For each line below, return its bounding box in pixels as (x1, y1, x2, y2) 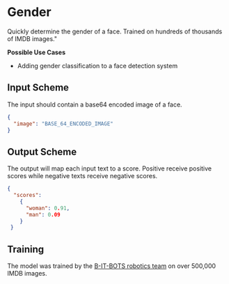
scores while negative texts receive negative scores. (7, 172, 158, 180)
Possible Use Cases (7, 48, 66, 56)
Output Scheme (7, 145, 77, 157)
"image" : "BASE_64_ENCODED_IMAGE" (13, 120, 113, 127)
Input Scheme (7, 81, 70, 94)
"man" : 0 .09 (25, 211, 61, 218)
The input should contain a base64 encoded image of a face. (7, 100, 182, 109)
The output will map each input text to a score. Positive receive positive (7, 164, 212, 173)
